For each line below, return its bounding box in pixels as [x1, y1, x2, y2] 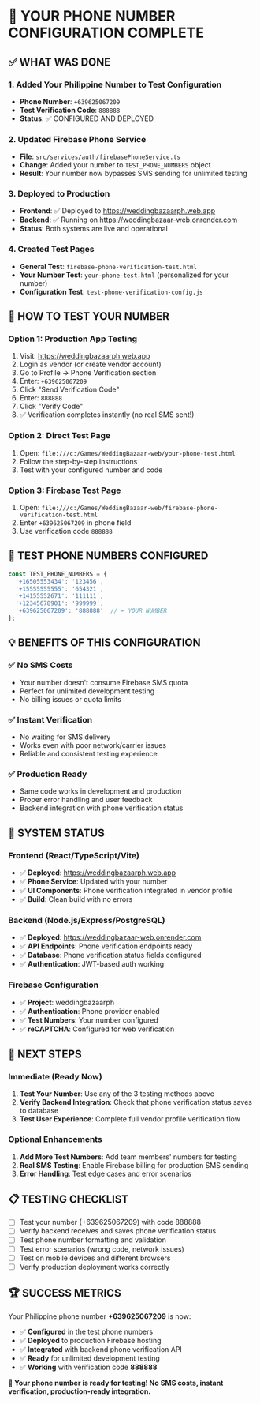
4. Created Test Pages [8, 244, 95, 255]
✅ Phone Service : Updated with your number [19, 877, 168, 886]
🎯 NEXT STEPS [8, 1047, 82, 1061]
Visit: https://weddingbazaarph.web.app [19, 351, 150, 361]
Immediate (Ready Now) [8, 1071, 102, 1082]
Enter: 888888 [19, 393, 63, 403]
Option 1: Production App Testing [8, 333, 138, 344]
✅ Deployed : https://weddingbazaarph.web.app [19, 868, 176, 877]
